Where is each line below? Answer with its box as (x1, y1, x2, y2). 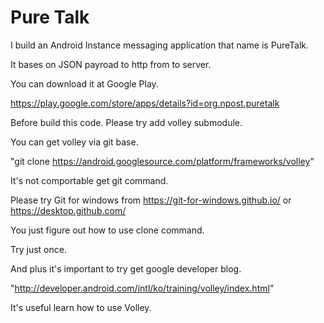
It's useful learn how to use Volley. (10, 301, 152, 313)
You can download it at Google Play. (10, 77, 159, 90)
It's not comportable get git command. (10, 174, 169, 186)
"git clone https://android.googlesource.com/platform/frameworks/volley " (10, 155, 315, 167)
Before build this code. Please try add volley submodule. (10, 116, 243, 128)
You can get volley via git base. (10, 136, 139, 148)
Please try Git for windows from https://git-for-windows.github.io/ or (10, 194, 292, 206)
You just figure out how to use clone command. (10, 224, 205, 236)
